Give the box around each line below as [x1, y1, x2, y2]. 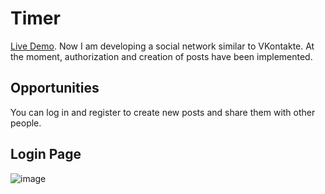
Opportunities [10, 80, 100, 97]
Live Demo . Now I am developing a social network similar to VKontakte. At [10, 40, 315, 52]
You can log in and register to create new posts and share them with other [10, 106, 316, 118]
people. [10, 117, 42, 129]
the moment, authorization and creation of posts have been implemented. [10, 50, 313, 62]
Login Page [10, 146, 82, 163]
